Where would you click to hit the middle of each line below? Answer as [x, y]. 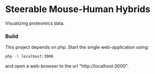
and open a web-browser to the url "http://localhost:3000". [67, 66]
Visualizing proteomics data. [35, 23]
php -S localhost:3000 [29, 56]
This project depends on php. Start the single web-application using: [77, 47]
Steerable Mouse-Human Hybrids [78, 9]
